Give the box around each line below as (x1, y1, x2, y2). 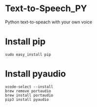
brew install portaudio (5, 93, 54, 98)
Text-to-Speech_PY (5, 3, 87, 14)
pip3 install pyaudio (5, 97, 49, 102)
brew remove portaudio (5, 89, 51, 93)
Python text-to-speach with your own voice (5, 19, 93, 25)
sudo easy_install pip (5, 52, 51, 57)
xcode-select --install (5, 84, 54, 89)
